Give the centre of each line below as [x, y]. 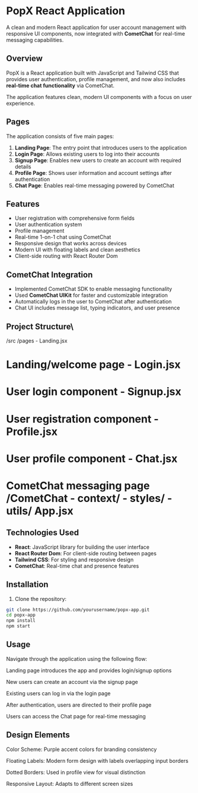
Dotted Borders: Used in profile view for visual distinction [76, 772]
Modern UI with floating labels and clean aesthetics [77, 250]
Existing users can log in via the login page [58, 693]
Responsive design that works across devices [71, 244]
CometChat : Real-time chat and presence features [77, 566]
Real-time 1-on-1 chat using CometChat [63, 237]
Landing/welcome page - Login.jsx [93, 365]
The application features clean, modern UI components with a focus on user [99, 97]
